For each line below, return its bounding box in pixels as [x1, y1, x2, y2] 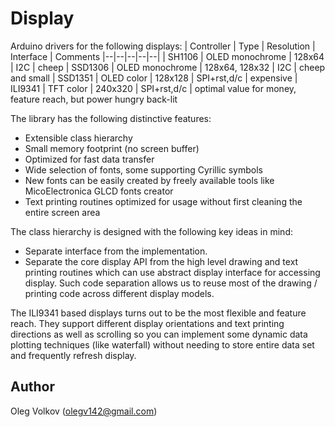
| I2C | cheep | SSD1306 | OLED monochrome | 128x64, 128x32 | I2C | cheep [10, 61, 326, 73]
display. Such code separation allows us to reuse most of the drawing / [24, 277, 318, 289]
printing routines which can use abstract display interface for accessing [24, 266, 321, 278]
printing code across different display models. [24, 287, 215, 299]
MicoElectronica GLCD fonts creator [24, 185, 174, 197]
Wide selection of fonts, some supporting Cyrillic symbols [24, 163, 263, 176]
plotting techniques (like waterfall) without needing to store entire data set [10, 338, 315, 351]
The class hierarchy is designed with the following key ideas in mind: [10, 225, 293, 237]
